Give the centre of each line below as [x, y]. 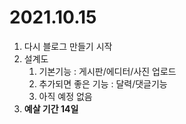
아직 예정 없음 [65, 96]
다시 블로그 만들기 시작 [68, 46]
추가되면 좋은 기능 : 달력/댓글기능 [103, 83]
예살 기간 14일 [51, 108]
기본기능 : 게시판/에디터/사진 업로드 [107, 71]
